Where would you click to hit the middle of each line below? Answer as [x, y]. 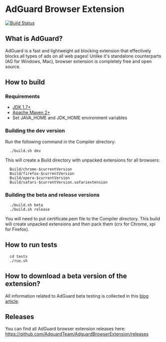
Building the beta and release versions [52, 194]
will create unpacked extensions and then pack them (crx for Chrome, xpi [80, 224]
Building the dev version [35, 131]
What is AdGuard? [34, 39]
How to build [25, 83]
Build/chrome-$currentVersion [41, 169]
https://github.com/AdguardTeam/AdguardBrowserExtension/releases [77, 334]
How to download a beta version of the [66, 276]
